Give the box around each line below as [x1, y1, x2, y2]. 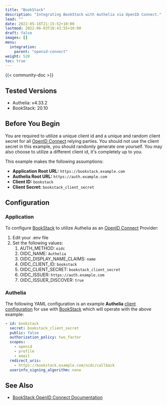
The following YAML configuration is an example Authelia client [5, 301, 136, 307]
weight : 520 [5, 53, 30, 59]
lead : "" [5, 16, 23, 21]
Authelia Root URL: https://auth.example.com [12, 173, 107, 179]
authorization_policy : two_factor [9, 335, 81, 340]
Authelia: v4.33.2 [12, 100, 48, 106]
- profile [14, 349, 35, 354]
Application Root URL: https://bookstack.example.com [12, 168, 125, 174]
